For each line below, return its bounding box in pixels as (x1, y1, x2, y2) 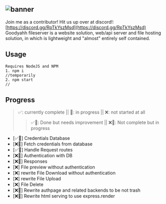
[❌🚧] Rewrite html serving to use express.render (12, 193, 115, 199)
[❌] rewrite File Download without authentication (12, 170, 116, 176)
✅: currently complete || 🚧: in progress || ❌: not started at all (17, 109, 145, 116)
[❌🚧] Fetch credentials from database (12, 141, 93, 147)
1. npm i (5, 68, 24, 73)
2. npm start (5, 77, 33, 82)
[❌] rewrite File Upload (12, 176, 61, 182)
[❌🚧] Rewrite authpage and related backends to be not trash (12, 187, 141, 193)
